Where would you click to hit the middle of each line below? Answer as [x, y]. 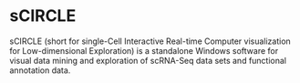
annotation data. [40, 70]
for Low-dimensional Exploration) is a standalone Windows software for [144, 50]
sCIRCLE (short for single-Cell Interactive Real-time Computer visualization [150, 41]
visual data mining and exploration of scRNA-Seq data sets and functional [148, 60]
